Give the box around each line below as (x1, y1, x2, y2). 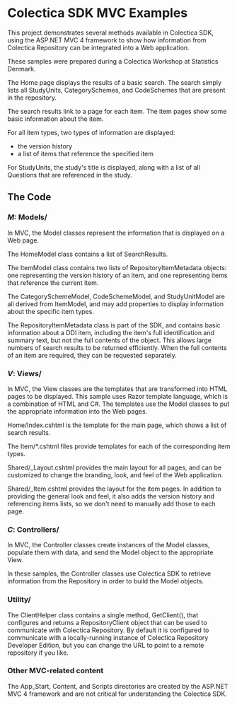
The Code (7, 191, 52, 203)
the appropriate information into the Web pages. (7, 407, 148, 415)
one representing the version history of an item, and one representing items (7, 271, 228, 279)
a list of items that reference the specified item (17, 149, 154, 158)
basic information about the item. (7, 115, 104, 123)
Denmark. (7, 64, 36, 73)
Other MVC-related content (7, 666, 104, 676)
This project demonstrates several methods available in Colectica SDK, (7, 28, 214, 37)
